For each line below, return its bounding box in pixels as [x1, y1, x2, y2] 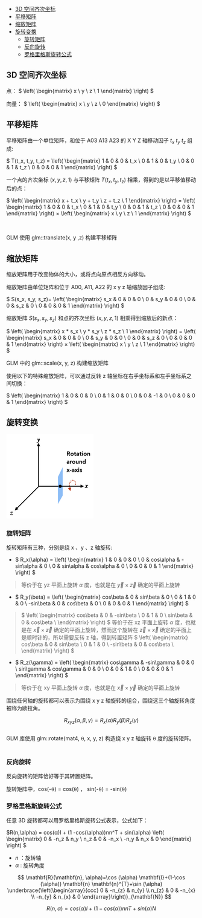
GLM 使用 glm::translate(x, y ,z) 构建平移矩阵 [6, 234, 118, 241]
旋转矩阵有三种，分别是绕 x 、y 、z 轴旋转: [6, 544, 113, 551]
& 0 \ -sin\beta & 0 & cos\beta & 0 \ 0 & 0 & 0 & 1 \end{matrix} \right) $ [14, 599, 189, 607]
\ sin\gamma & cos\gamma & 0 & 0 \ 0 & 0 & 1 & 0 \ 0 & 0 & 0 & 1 [14, 665, 173, 672]
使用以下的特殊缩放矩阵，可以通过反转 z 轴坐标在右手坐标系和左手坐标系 [6, 372, 187, 379]
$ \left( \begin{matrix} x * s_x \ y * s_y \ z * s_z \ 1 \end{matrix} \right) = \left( [6, 327, 196, 334]
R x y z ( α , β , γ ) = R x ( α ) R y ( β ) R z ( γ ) [63, 716, 139, 725]
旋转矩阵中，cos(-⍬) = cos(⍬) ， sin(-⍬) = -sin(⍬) [6, 786, 127, 793]
